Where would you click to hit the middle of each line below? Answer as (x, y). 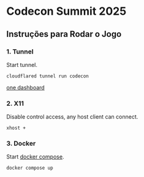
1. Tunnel (20, 52)
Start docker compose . (35, 157)
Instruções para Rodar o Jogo (64, 34)
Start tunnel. (22, 65)
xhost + (16, 128)
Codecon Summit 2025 (66, 11)
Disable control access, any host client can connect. (72, 117)
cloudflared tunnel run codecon (47, 76)
